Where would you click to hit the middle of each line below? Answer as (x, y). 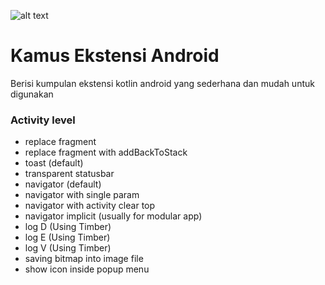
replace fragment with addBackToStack (106, 152)
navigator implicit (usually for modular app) (113, 216)
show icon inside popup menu (87, 269)
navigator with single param (82, 195)
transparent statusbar (69, 174)
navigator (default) (63, 184)
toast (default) (54, 163)
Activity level (43, 120)
